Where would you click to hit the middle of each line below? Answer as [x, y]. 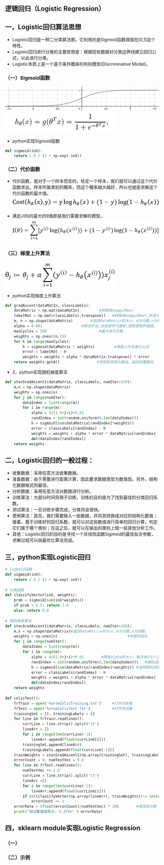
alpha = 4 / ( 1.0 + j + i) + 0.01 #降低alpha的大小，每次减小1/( [94, 657]
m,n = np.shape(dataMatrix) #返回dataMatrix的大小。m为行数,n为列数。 [81, 631]
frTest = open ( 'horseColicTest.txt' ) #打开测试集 [73, 709]
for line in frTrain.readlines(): [49, 719]
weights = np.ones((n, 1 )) [40, 336]
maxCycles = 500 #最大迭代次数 [69, 331]
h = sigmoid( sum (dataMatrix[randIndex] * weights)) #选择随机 [92, 667]
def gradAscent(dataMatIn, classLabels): [48, 305]
